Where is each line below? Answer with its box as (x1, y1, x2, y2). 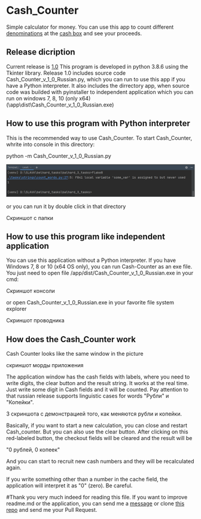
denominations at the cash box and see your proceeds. (6, 29, 142, 36)
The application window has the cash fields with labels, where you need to (6, 373, 190, 380)
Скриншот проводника (6, 317, 65, 324)
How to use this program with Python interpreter (6, 118, 190, 129)
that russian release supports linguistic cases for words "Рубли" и (6, 392, 169, 399)
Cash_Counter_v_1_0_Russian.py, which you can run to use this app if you (6, 75, 185, 83)
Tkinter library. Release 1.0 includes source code (6, 69, 126, 77)
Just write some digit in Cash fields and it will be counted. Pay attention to (6, 386, 188, 393)
